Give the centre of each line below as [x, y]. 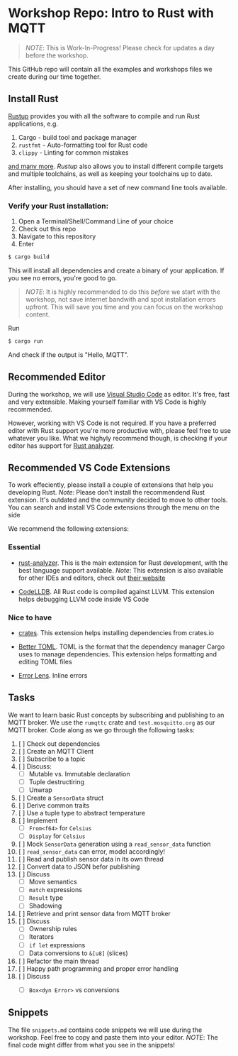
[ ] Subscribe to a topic [52, 759]
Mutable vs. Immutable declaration [79, 774]
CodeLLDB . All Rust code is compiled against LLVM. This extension [116, 591]
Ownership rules [53, 929]
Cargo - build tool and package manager [78, 137]
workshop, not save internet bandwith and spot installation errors [120, 299]
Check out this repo [47, 229]
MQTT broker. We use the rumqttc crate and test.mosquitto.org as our [112, 722]
